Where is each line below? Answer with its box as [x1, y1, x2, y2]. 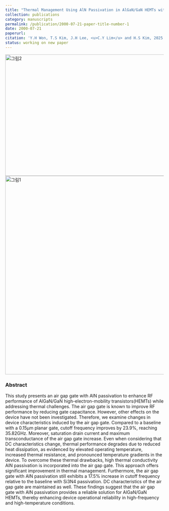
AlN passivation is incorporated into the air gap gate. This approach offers [5, 463, 159, 469]
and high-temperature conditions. [5, 500, 75, 506]
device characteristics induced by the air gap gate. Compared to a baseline [5, 420, 161, 426]
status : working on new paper [5, 40, 69, 45]
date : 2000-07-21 [5, 26, 42, 31]
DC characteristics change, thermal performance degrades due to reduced [5, 441, 161, 447]
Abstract [5, 381, 28, 388]
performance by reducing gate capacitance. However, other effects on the [5, 409, 159, 415]
